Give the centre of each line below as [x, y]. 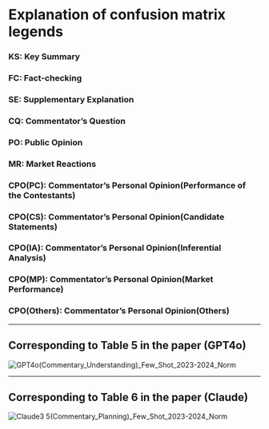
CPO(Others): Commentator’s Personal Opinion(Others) [119, 311]
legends [36, 32]
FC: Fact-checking [45, 78]
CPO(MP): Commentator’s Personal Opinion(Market [111, 280]
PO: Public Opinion [46, 142]
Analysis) [27, 258]
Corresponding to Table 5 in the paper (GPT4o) [127, 346]
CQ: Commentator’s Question [67, 121]
